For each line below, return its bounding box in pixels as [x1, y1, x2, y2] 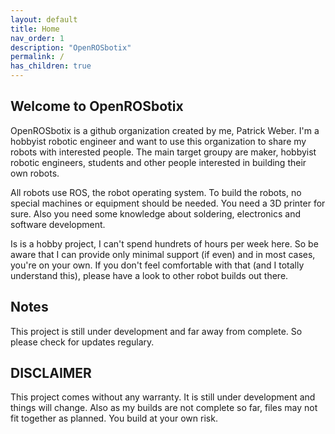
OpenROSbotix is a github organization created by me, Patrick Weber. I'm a [10, 124, 320, 136]
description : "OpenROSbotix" [10, 42, 132, 53]
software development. [10, 218, 106, 230]
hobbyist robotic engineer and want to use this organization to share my [10, 135, 307, 147]
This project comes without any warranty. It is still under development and [10, 391, 316, 403]
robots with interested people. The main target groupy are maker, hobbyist [10, 146, 317, 158]
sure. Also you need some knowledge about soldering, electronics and [10, 207, 302, 220]
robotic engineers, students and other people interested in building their [10, 156, 307, 168]
